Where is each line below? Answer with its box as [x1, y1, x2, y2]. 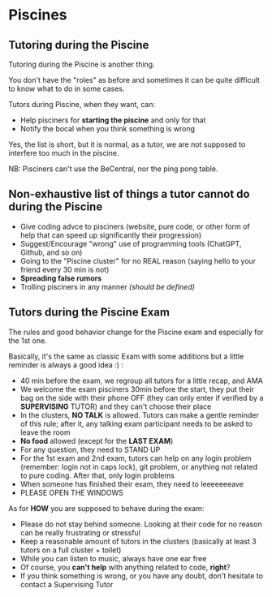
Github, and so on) [19, 247, 83, 257]
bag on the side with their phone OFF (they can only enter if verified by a [19, 393, 264, 402]
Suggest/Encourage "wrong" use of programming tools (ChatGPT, [19, 238, 242, 248]
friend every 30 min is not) [19, 264, 110, 274]
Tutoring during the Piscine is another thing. [8, 59, 156, 69]
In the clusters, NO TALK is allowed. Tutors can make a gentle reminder [19, 410, 260, 419]
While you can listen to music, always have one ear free [19, 553, 207, 563]
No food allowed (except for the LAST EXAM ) [19, 436, 174, 445]
